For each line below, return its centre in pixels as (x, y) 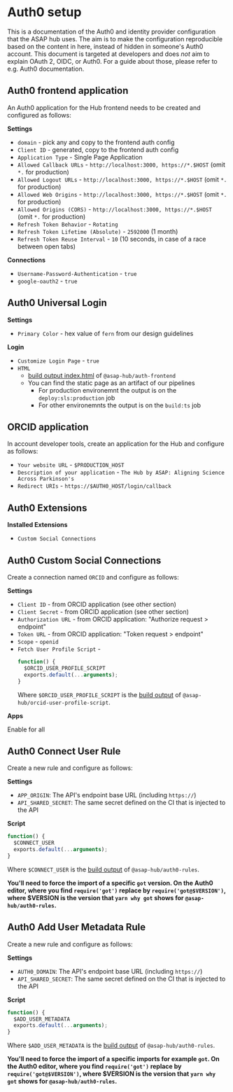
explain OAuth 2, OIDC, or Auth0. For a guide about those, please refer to (113, 61)
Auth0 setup (44, 12)
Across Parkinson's (46, 479)
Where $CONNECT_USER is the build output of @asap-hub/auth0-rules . (103, 869)
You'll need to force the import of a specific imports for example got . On (114, 1059)
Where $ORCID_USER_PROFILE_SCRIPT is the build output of (99, 694)
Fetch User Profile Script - (59, 649)
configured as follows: (39, 115)
